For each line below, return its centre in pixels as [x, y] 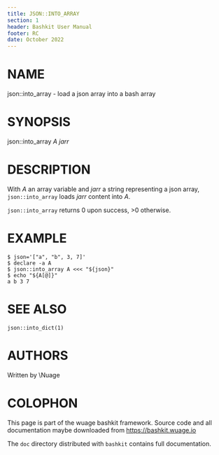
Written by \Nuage [34, 374]
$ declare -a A [29, 263]
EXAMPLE [37, 238]
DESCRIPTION [49, 170]
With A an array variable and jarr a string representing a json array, [104, 189]
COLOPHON [43, 403]
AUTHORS [38, 356]
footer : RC [23, 33]
